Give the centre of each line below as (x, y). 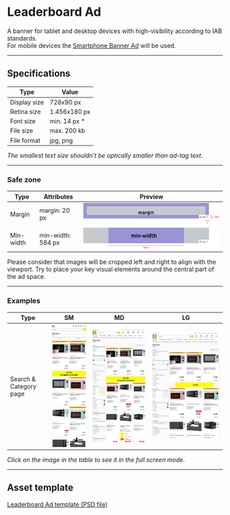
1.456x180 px (70, 111)
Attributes (58, 196)
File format (25, 140)
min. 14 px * (67, 121)
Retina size (25, 111)
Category (23, 386)
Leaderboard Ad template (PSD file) (57, 504)
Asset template (40, 488)
